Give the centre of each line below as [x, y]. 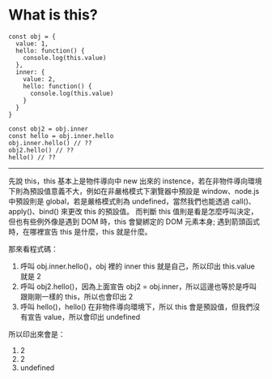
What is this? [53, 15]
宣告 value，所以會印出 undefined [84, 317]
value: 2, [40, 79]
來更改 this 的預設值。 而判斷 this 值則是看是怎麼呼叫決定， [159, 211]
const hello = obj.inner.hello [61, 136]
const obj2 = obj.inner [49, 129]
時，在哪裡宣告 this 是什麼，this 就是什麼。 [80, 231]
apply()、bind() [34, 211]
